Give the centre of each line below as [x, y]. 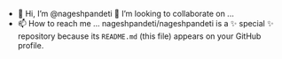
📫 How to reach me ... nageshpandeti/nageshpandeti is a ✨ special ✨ [145, 23]
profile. [31, 45]
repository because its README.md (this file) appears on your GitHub [139, 36]
